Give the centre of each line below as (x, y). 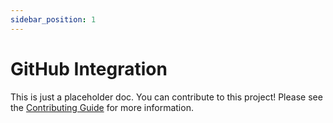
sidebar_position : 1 (53, 19)
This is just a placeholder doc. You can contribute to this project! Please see (166, 97)
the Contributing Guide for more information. (102, 107)
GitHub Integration (89, 68)
